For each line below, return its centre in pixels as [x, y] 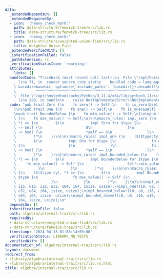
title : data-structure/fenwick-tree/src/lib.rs [63, 32]
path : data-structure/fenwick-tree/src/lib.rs [62, 28]
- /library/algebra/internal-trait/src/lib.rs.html [59, 263]
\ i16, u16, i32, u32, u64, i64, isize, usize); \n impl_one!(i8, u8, [85, 186]
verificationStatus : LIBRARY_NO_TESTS [49, 236]
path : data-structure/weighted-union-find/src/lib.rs [70, 41]
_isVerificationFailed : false [40, 55]
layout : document [23, 250]
